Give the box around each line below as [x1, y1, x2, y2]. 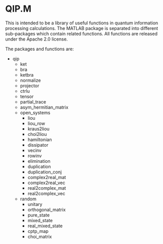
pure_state [27, 212, 50, 218]
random [20, 196, 37, 202]
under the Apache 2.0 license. [5, 36, 68, 42]
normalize [20, 77, 41, 83]
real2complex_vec [27, 190, 66, 196]
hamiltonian [27, 136, 52, 143]
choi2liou [27, 131, 47, 137]
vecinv [27, 147, 42, 153]
